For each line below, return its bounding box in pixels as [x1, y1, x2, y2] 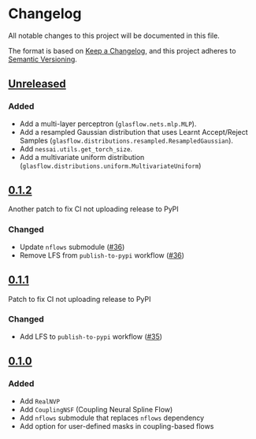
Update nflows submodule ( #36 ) [19, 242, 125, 251]
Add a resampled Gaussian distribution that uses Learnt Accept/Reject [19, 127, 248, 136]
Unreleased [8, 77, 67, 91]
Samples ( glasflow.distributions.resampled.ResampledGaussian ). [19, 136, 234, 145]
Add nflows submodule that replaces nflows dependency [19, 413, 205, 422]
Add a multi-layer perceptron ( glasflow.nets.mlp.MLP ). [19, 119, 197, 128]
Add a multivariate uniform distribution [19, 152, 145, 162]
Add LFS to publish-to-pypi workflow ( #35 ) [19, 332, 163, 341]
